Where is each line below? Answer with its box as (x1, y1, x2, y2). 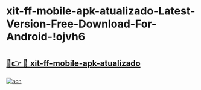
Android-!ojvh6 (6, 30, 86, 43)
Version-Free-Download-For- (6, 17, 157, 31)
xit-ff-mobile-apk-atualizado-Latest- (6, 4, 196, 18)
